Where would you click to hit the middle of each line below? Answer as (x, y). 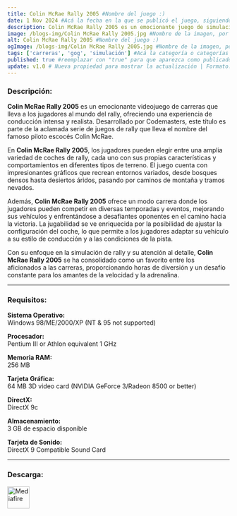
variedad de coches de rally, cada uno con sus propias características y (112, 157)
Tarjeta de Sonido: (35, 443)
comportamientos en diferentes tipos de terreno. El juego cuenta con (108, 165)
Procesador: (26, 337)
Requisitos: (27, 299)
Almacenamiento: (34, 421)
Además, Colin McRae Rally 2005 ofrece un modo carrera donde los (108, 201)
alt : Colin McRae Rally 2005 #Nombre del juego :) (83, 40)
